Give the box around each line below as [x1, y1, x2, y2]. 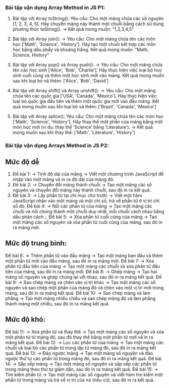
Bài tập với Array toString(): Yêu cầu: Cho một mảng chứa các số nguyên [12, 16, 164, 22]
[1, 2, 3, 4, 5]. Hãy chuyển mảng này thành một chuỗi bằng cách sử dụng [12, 21, 164, 27]
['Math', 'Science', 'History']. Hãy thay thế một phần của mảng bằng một [12, 119, 163, 125]
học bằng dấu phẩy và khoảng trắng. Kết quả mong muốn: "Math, [12, 47, 149, 53]
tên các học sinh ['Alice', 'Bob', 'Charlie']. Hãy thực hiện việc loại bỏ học [12, 67, 162, 73]
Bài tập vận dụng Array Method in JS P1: [5, 4, 105, 11]
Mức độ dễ [5, 158, 39, 166]
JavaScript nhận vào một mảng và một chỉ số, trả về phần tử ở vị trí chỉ [12, 198, 160, 204]
